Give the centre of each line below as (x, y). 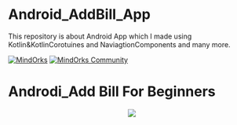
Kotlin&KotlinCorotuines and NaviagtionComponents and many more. (119, 44)
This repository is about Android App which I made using (100, 36)
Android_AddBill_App (79, 15)
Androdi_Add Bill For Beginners (112, 92)
